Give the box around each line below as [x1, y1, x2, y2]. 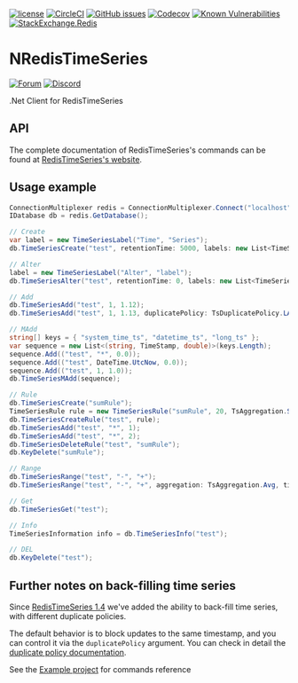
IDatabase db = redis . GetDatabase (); [9, 211, 149, 221]
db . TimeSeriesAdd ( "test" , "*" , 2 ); [9, 431, 141, 441]
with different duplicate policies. [9, 611, 127, 621]
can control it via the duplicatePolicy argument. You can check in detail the [9, 638, 286, 648]
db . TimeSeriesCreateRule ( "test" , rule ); [9, 415, 161, 424]
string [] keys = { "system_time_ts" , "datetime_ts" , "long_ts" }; [9, 334, 260, 342]
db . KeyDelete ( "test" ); [9, 553, 93, 562]
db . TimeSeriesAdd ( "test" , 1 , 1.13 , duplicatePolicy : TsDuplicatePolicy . [9, 309, 284, 318]
